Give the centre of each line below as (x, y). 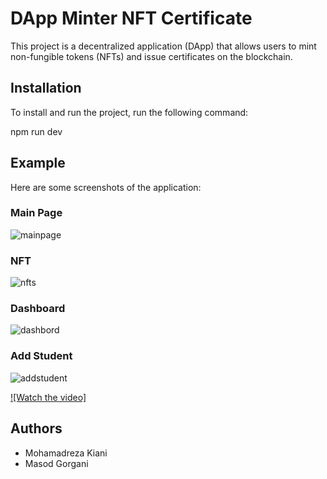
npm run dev (36, 131)
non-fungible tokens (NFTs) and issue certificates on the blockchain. (151, 56)
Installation (46, 88)
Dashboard (38, 309)
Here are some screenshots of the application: (106, 187)
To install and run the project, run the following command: (129, 112)
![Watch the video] (48, 397)
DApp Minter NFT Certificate (131, 18)
